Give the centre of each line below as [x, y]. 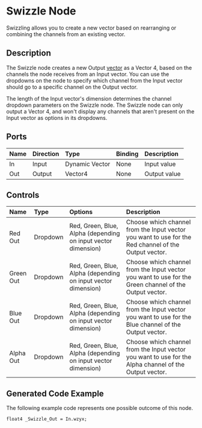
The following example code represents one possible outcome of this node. [100, 408]
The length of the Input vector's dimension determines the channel [89, 98]
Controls [23, 195]
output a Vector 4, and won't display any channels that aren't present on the [100, 111]
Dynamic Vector [88, 164]
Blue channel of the [154, 325]
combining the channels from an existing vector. [66, 34]
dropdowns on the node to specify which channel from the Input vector [95, 80]
